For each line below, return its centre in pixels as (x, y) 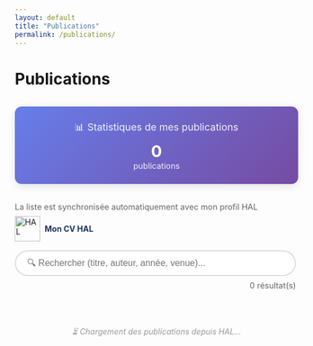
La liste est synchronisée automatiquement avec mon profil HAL (137, 207)
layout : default (45, 18)
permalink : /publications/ (65, 34)
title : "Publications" (57, 26)
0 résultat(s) (273, 285)
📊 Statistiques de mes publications (156, 127)
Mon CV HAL (69, 228)
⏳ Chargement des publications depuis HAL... (156, 331)
